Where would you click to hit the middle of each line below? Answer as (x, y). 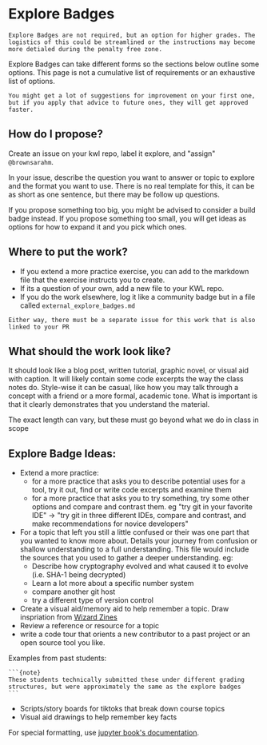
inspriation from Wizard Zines (68, 617)
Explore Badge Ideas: (62, 454)
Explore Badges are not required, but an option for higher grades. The (132, 35)
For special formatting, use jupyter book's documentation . (104, 733)
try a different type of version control (93, 600)
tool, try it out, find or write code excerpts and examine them (132, 490)
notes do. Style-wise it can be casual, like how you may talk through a (124, 388)
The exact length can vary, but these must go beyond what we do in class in (134, 420)
